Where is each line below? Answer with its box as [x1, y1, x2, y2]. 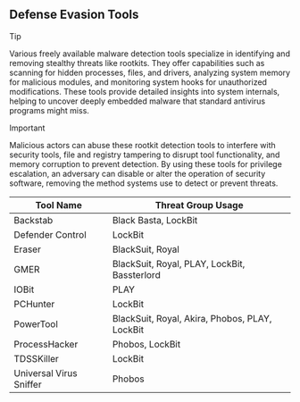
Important [9, 122, 46, 133]
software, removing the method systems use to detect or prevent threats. [9, 178, 279, 188]
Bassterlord [112, 268, 161, 281]
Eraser [13, 243, 42, 255]
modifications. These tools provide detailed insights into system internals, [9, 86, 280, 96]
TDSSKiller [13, 352, 60, 364]
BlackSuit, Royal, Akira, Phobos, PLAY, [112, 312, 272, 324]
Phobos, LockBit [112, 338, 181, 350]
